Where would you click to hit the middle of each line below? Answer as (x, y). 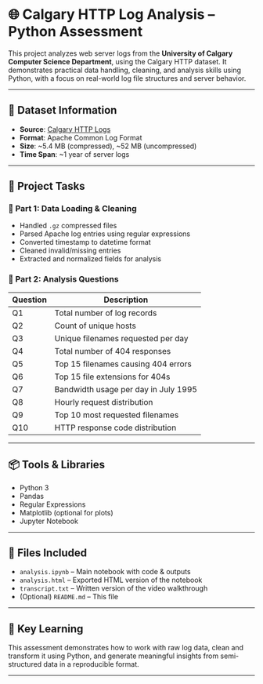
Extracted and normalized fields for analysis (90, 259)
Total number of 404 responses (113, 351)
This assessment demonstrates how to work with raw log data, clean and (126, 648)
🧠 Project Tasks (47, 186)
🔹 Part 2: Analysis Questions (63, 279)
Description (126, 300)
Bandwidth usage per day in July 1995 (126, 389)
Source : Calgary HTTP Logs (65, 129)
